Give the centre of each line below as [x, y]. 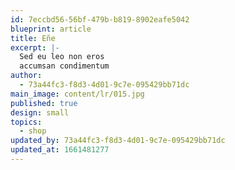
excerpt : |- [35, 47]
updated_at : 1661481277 [60, 150]
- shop [33, 131]
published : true [44, 103]
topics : [26, 122]
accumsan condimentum [64, 66]
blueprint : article [51, 29]
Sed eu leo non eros [62, 57]
